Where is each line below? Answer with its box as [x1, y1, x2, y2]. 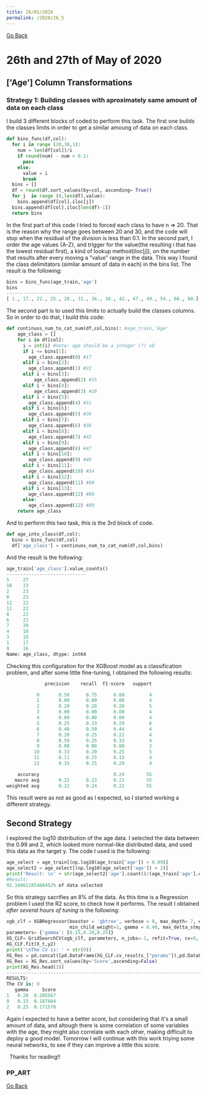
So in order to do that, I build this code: [6, 314, 105, 321]
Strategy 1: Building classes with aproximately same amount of [6, 96, 197, 104]
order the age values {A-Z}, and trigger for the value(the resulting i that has [6, 241, 196, 248]
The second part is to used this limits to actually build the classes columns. [6, 307, 196, 314]
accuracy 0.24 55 [17, 771, 152, 777]
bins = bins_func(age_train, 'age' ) [6, 279, 97, 285]
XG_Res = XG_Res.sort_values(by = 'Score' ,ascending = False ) [6, 958, 158, 964]
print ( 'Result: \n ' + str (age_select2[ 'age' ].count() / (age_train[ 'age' [6, 871, 193, 877]
